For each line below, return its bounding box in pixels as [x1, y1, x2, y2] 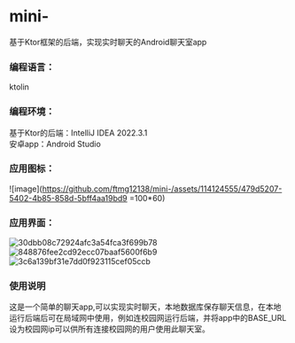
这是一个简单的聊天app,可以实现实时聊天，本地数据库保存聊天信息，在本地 [9, 301, 282, 312]
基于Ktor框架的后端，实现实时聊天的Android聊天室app [9, 36, 207, 47]
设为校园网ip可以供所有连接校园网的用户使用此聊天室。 [9, 324, 210, 334]
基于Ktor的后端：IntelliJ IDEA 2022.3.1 [9, 127, 148, 138]
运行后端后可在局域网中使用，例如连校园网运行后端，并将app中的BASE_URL [9, 313, 287, 324]
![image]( [9, 183, 43, 194]
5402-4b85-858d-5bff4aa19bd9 [9, 192, 128, 203]
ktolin [9, 82, 29, 92]
